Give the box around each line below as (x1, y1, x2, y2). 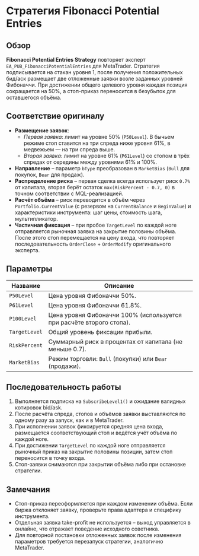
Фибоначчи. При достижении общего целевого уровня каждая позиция (6, 81, 188, 88)
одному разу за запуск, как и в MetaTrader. (14, 417, 124, 424)
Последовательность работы (6, 382, 121, 392)
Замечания (6, 484, 50, 494)
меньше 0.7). (48, 345, 87, 353)
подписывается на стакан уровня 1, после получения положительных (6, 69, 183, 75)
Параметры (6, 264, 53, 274)
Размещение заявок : (14, 126, 69, 134)
